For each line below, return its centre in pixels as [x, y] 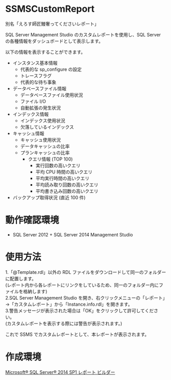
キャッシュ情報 [28, 133]
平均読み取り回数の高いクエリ [67, 185]
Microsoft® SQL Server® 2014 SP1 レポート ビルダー [60, 372]
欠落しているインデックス [47, 127]
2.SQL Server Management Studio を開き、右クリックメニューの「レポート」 [85, 297]
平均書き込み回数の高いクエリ [67, 191]
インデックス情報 [31, 114]
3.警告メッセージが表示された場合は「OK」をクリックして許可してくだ [80, 310]
